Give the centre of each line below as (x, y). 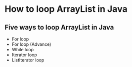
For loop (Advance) (31, 44)
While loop (23, 50)
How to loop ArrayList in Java (66, 9)
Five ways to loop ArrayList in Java (59, 27)
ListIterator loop (28, 60)
